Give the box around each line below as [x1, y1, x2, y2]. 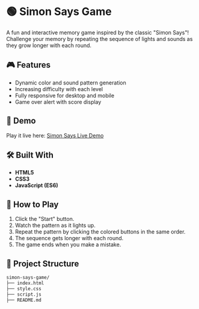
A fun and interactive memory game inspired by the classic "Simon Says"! [6, 28, 189, 36]
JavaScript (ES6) [14, 182, 58, 189]
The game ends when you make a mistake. [14, 241, 121, 248]
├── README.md [6, 297, 42, 303]
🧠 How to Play [6, 199, 59, 209]
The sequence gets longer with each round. [14, 235, 124, 242]
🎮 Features [6, 60, 51, 70]
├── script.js [6, 291, 42, 298]
